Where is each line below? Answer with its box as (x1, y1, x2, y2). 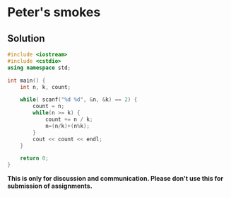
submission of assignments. (7, 181, 93, 191)
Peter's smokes (7, 4, 101, 20)
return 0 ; (20, 155, 49, 162)
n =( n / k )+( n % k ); (45, 122, 90, 129)
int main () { (7, 77, 46, 84)
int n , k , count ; (20, 83, 71, 90)
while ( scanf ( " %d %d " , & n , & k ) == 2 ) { (20, 96, 138, 103)
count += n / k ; (45, 116, 93, 123)
